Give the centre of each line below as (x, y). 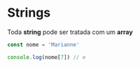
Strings (29, 13)
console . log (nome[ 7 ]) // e (47, 57)
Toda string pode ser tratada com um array (70, 32)
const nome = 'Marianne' (43, 44)
